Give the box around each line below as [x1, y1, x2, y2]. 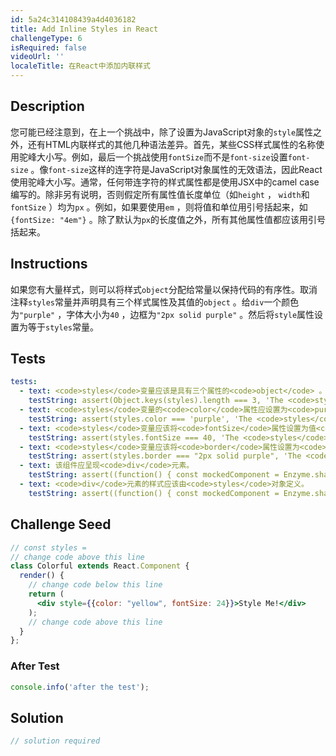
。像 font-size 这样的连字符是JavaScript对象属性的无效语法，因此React [30, 163, 323, 175]
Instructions [10, 256, 88, 273]
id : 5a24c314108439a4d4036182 [10, 14, 137, 25]
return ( [28, 589, 65, 599]
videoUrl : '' [10, 52, 65, 62]
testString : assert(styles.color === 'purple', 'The [28, 414, 253, 424]
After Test [10, 659, 60, 673]
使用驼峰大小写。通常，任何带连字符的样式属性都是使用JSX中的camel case [10, 176, 320, 188]
